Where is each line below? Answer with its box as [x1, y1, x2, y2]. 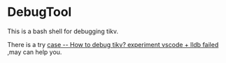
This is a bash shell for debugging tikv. [7, 27, 119, 35]
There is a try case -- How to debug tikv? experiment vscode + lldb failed [7, 40, 219, 48]
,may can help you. [7, 48, 62, 56]
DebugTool [7, 4, 72, 20]
